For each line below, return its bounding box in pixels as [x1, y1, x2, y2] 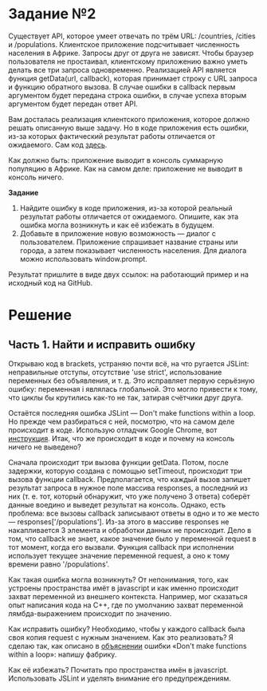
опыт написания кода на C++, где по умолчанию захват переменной [8, 600, 244, 610]
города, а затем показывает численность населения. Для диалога [19, 245, 247, 255]
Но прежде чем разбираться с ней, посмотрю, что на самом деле [8, 417, 235, 426]
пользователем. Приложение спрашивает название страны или [19, 237, 238, 247]
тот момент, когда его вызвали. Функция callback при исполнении [8, 542, 234, 551]
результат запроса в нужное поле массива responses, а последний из [8, 483, 249, 492]
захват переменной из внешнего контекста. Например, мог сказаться [8, 591, 248, 601]
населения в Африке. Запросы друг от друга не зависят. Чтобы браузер [8, 48, 254, 57]
